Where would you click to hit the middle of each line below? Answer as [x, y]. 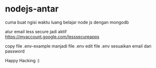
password [15, 51]
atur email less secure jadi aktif [36, 31]
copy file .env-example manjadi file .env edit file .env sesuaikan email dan [78, 46]
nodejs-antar [32, 9]
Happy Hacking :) [22, 60]
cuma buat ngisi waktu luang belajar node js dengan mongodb [67, 22]
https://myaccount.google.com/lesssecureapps [52, 37]
